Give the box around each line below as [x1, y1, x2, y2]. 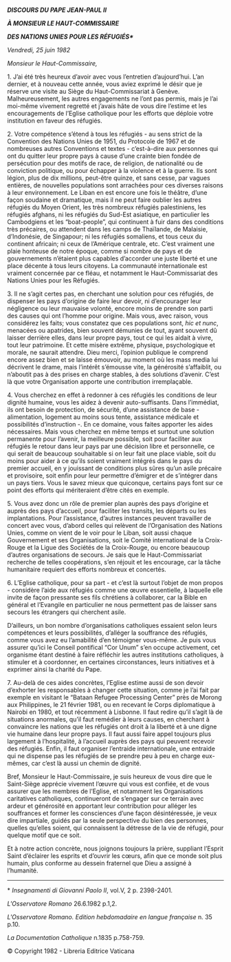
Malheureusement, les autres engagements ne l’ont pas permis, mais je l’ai [7, 94, 218, 103]
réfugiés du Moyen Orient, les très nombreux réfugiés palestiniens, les [7, 203, 206, 211]
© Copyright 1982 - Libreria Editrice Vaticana [7, 947, 135, 955]
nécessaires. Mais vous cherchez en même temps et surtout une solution [7, 427, 214, 436]
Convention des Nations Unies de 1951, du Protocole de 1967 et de [7, 137, 196, 145]
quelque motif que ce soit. [7, 831, 81, 839]
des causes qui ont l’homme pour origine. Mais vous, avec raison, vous [7, 311, 208, 320]
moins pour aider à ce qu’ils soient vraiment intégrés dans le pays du [7, 457, 203, 464]
